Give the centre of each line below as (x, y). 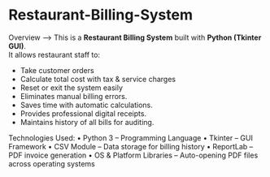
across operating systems (52, 163)
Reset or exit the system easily (72, 88)
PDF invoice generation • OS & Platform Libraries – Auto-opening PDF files (133, 155)
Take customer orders (57, 70)
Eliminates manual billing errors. (74, 96)
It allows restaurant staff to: (54, 54)
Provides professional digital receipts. (83, 113)
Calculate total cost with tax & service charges (98, 79)
